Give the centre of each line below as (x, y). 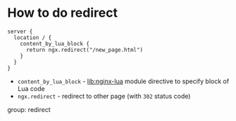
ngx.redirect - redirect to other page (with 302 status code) (104, 96)
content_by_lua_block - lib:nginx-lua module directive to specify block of (123, 81)
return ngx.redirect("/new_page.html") (84, 50)
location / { (33, 37)
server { (20, 31)
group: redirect (29, 109)
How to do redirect (63, 13)
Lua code (31, 88)
